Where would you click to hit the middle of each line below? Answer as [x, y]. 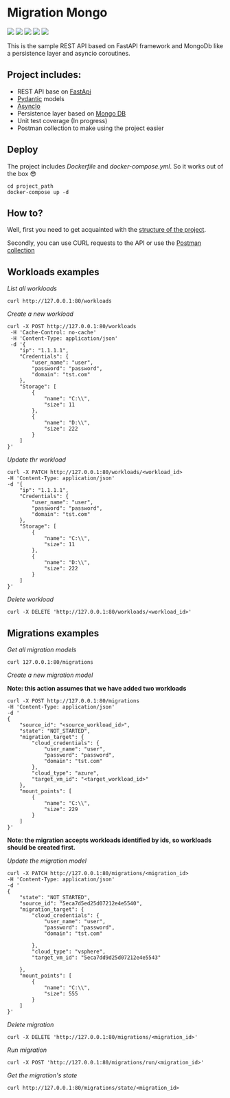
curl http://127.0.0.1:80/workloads [59, 301]
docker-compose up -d [38, 192]
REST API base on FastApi [54, 91]
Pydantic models [41, 98]
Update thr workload [37, 460]
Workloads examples [53, 272]
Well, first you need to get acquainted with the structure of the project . [107, 230]
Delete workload [30, 599]
